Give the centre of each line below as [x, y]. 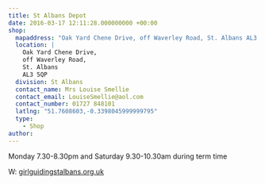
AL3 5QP [35, 75]
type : [25, 119]
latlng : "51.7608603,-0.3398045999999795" [86, 112]
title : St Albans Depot [48, 15]
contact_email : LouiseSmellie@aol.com [80, 97]
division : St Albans [49, 82]
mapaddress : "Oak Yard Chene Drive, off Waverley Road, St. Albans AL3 [136, 38]
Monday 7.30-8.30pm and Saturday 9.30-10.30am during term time [118, 156]
